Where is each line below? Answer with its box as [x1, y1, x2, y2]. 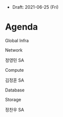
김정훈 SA [5, 77, 25, 83]
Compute [5, 67, 24, 73]
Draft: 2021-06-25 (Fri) [12, 4, 59, 10]
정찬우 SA [5, 107, 25, 113]
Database [5, 87, 25, 93]
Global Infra [5, 37, 29, 43]
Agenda [5, 22, 38, 32]
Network [5, 47, 23, 53]
